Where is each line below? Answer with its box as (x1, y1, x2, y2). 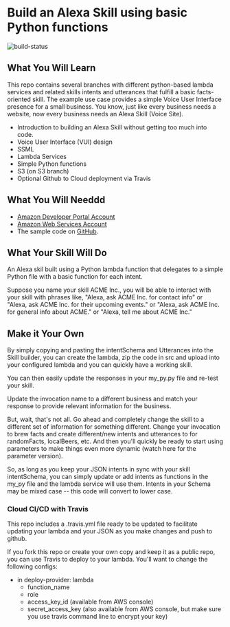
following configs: (7, 562, 58, 571)
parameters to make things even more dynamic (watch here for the (7, 445, 197, 453)
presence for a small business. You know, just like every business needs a (7, 102, 216, 111)
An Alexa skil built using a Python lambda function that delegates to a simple (7, 265, 223, 273)
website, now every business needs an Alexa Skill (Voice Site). (7, 109, 184, 118)
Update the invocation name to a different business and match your (7, 394, 198, 403)
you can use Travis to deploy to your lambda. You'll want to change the (7, 555, 208, 564)
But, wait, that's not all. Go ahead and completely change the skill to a (7, 415, 205, 424)
